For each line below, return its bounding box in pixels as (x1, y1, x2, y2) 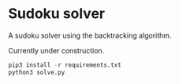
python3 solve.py (8, 68, 65, 76)
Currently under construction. (8, 46, 105, 55)
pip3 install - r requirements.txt (8, 60, 122, 69)
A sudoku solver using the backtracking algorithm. (8, 31, 172, 40)
